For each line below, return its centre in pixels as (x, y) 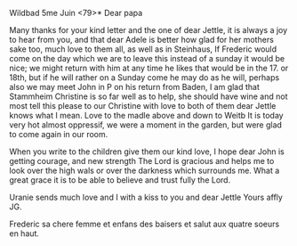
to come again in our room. (59, 134)
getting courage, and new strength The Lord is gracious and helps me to (142, 161)
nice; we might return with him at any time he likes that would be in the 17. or (149, 68)
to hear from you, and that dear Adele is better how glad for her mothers (141, 40)
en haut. (24, 234)
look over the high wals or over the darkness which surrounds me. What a (144, 170)
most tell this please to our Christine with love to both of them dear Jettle (143, 106)
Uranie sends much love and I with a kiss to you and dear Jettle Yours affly (146, 197)
